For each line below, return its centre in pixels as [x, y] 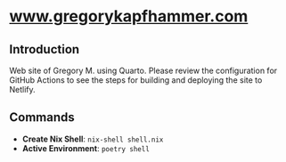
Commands [42, 117]
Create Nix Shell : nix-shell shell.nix [93, 139]
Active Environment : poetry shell [86, 148]
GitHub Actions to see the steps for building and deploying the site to [136, 80]
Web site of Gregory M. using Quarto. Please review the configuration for [143, 70]
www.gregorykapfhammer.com [129, 16]
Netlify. [22, 89]
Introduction [45, 49]
